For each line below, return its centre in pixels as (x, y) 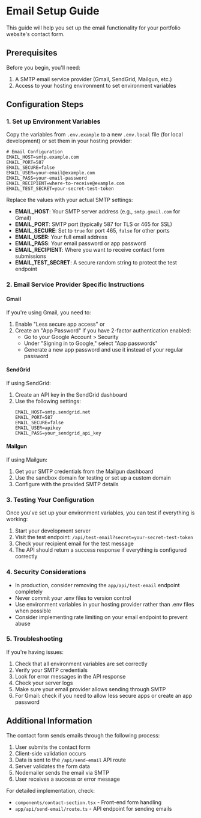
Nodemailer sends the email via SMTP (62, 772)
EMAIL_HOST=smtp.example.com (43, 157)
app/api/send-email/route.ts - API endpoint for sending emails (93, 808)
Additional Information (49, 721)
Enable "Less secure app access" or (60, 324)
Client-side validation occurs (50, 753)
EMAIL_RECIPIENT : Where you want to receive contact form (90, 250)
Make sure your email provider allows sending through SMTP (90, 689)
